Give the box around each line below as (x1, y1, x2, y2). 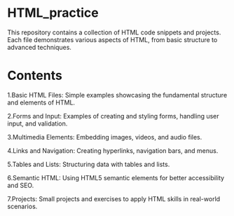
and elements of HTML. (7, 98, 76, 107)
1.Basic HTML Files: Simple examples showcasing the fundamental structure (7, 90, 228, 99)
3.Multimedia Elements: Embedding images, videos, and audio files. (7, 133, 202, 141)
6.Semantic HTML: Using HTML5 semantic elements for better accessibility (7, 173, 225, 182)
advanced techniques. (7, 43, 72, 51)
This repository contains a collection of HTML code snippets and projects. (7, 28, 221, 36)
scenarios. (7, 202, 38, 210)
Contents (7, 68, 63, 83)
